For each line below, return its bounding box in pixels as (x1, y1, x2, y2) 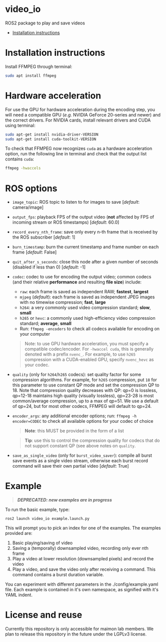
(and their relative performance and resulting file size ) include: (12, 279, 142, 285)
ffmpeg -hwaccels (5, 166, 41, 171)
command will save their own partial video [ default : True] (12, 463, 129, 469)
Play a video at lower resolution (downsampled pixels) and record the (12, 556, 154, 562)
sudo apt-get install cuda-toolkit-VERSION (5, 136, 97, 141)
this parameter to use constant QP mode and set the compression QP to (12, 382, 160, 388)
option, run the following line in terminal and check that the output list (5, 151, 147, 157)
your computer (19, 331, 51, 337)
